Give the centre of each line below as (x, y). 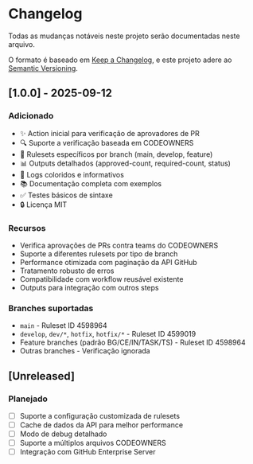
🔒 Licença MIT (43, 205)
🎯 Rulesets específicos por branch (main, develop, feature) (116, 154)
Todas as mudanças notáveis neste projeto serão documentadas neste (124, 36)
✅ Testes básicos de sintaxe (66, 195)
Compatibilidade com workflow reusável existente (101, 279)
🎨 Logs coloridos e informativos (72, 174)
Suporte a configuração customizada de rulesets (100, 415)
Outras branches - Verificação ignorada (85, 351)
